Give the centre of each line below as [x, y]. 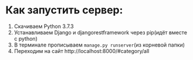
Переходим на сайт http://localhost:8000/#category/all [82, 51]
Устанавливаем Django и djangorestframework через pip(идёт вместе [100, 32]
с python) [26, 38]
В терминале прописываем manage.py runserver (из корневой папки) [99, 45]
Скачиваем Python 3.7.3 [44, 26]
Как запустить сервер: [64, 10]
